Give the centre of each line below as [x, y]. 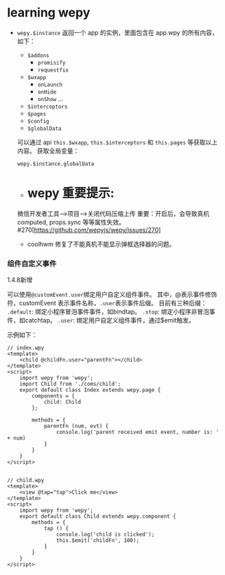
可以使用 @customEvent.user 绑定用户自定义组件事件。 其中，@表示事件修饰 [112, 294]
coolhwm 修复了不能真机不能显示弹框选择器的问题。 [101, 244]
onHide [47, 92]
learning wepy [49, 13]
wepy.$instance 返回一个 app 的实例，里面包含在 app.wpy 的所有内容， [117, 32]
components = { [54, 396]
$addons [38, 55]
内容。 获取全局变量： [48, 151]
